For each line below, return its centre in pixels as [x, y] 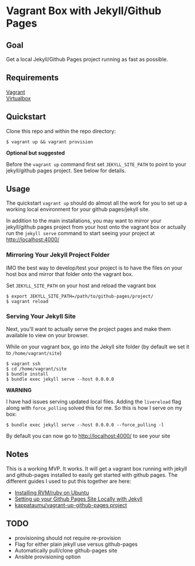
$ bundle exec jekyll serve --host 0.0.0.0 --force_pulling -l [85, 425]
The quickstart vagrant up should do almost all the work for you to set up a [97, 203]
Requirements [32, 78]
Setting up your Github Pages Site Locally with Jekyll [78, 499]
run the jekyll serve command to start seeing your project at [80, 233]
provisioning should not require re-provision [68, 538]
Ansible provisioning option [48, 557]
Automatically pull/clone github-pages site [66, 550]
